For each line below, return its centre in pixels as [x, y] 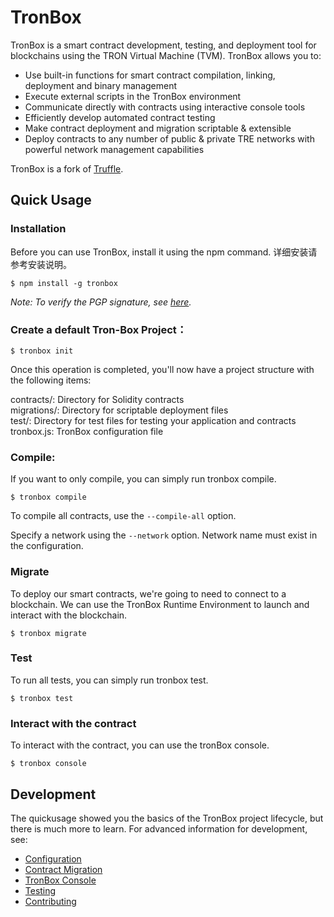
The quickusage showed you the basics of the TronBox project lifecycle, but [167, 818]
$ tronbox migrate [48, 633]
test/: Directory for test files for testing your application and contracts [153, 420]
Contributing [50, 901]
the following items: [51, 380]
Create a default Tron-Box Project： [99, 329]
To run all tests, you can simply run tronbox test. [109, 680]
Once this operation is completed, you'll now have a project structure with [162, 369]
